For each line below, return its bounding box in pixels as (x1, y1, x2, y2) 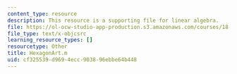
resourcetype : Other (7, 43, 68, 50)
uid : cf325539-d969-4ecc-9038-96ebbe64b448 (7, 56, 138, 63)
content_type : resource (7, 10, 78, 18)
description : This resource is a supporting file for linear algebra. (7, 17, 219, 24)
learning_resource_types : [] (7, 37, 93, 44)
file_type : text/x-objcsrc (7, 30, 87, 37)
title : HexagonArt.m (7, 50, 68, 57)
